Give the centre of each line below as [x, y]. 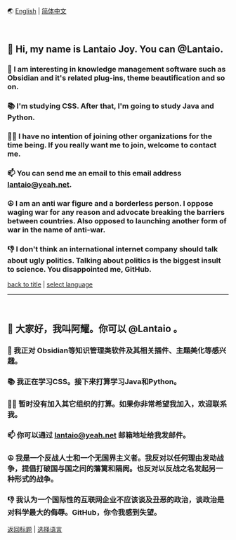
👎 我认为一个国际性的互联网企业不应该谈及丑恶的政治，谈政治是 [116, 500]
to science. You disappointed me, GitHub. [80, 269]
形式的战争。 [36, 479]
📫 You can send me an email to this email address [94, 173]
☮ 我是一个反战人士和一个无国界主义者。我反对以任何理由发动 [112, 458]
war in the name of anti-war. [57, 230]
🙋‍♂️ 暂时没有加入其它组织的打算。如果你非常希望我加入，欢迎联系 [117, 404]
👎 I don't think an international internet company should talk [113, 249]
